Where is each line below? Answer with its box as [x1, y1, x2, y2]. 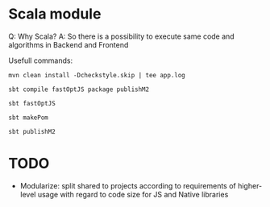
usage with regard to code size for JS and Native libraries [37, 189, 229, 199]
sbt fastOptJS [8, 99, 56, 107]
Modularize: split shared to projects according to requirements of [19, 180, 236, 190]
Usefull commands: [8, 56, 73, 65]
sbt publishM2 [8, 127, 56, 135]
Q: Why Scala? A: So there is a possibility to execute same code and [8, 31, 235, 41]
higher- [237, 180, 263, 190]
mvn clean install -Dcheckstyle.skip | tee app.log [8, 71, 185, 79]
